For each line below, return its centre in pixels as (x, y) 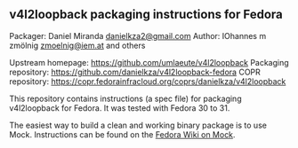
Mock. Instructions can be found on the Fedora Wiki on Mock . (122, 134)
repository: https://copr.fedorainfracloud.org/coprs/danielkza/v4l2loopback (148, 81)
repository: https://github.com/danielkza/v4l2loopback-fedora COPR (135, 72)
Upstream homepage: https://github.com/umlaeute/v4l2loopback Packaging (149, 62)
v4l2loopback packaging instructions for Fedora (146, 15)
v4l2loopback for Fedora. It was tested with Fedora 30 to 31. (120, 108)
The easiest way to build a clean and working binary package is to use (138, 125)
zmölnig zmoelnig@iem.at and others (77, 45)
